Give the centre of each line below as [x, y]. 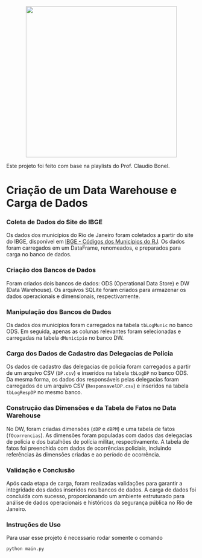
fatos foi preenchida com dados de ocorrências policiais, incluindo [89, 448]
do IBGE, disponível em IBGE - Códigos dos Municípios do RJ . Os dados [96, 242]
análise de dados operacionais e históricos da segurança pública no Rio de [99, 502]
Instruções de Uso [34, 524]
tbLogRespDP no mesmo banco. [44, 392]
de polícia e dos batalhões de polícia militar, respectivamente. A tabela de [98, 441]
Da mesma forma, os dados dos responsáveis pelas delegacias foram [93, 380]
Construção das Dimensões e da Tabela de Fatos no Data [91, 408]
